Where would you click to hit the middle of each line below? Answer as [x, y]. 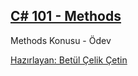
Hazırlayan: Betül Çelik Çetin [69, 60]
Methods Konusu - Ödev [61, 40]
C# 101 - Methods [66, 16]
